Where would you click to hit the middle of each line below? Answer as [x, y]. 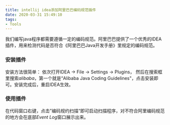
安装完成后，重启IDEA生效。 [44, 85]
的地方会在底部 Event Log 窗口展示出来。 [47, 117]
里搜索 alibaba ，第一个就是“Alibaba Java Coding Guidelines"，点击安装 [80, 78]
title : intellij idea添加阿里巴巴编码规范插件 [51, 10]
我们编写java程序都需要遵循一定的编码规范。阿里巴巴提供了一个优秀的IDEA [83, 39]
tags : [11, 19]
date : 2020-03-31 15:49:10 [34, 15]
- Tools [13, 24]
